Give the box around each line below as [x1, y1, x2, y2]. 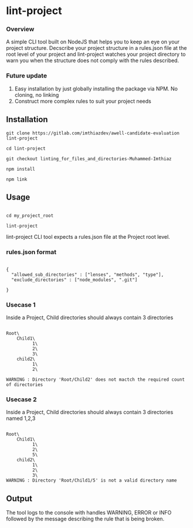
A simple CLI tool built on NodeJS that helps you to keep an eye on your [6, 38, 180, 45]
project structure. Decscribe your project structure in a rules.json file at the [6, 45, 187, 52]
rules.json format [6, 248, 57, 256]
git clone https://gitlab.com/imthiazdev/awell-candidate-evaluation [6, 130, 180, 136]
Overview [6, 25, 35, 33]
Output [6, 493, 32, 503]
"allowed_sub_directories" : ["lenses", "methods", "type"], [11, 272, 164, 277]
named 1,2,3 [6, 415, 36, 422]
